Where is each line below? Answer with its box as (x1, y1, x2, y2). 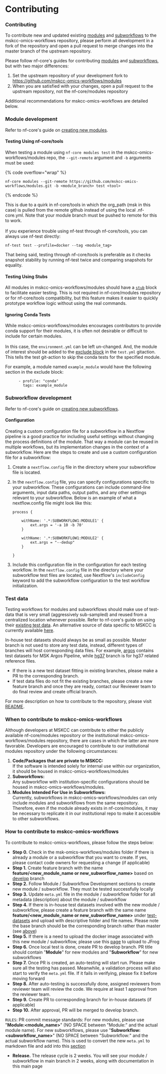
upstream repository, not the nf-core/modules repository (12, 88, 128, 95)
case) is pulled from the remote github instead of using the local (5, 207, 136, 213)
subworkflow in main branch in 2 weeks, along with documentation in (12, 1058, 154, 1064)
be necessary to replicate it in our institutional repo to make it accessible (12, 810, 161, 816)
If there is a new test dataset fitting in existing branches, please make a (12, 668, 158, 674)
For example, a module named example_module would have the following (5, 364, 152, 370)
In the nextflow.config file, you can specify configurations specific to (12, 479, 155, 485)
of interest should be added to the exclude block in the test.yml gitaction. (5, 349, 156, 355)
